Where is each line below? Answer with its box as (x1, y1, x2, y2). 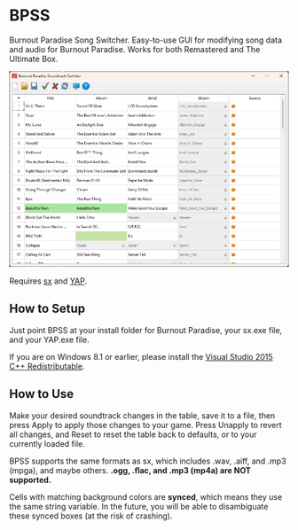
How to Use (9, 386, 74, 401)
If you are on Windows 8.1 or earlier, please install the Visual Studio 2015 (9, 351, 273, 362)
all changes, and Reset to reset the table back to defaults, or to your (9, 429, 257, 440)
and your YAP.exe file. (9, 334, 90, 345)
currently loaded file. (9, 438, 86, 448)
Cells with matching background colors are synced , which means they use (9, 491, 283, 502)
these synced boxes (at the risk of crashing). (9, 511, 173, 521)
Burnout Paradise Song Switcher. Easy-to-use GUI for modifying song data (9, 35, 282, 45)
